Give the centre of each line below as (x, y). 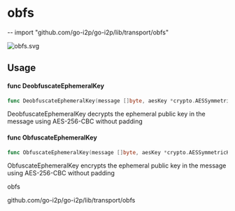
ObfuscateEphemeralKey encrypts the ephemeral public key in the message (117, 165)
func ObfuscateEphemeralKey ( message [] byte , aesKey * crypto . (98, 152)
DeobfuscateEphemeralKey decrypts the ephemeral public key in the (106, 114)
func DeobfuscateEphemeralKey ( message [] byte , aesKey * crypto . (101, 101)
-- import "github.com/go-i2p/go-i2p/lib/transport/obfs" (88, 32)
